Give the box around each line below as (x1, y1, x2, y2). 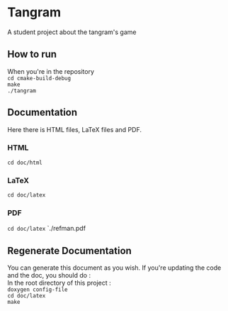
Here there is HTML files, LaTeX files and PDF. (7, 125, 142, 133)
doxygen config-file (7, 286, 69, 293)
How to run (7, 48, 57, 60)
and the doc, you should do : (7, 271, 91, 280)
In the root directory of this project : (7, 278, 111, 288)
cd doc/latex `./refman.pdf (7, 224, 86, 233)
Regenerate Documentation (7, 244, 132, 256)
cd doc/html (7, 159, 42, 166)
